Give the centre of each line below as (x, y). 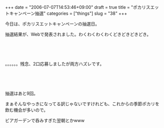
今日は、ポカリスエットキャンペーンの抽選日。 (52, 24)
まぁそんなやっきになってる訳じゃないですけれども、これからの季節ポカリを (82, 104)
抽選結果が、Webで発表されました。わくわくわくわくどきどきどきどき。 (78, 34)
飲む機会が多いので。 (27, 110)
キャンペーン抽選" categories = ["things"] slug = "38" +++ (68, 13)
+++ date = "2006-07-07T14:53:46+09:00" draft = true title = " (69, 7)
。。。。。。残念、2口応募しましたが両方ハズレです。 (55, 64)
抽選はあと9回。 (22, 93)
